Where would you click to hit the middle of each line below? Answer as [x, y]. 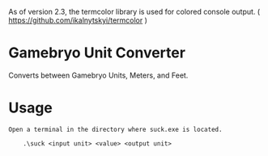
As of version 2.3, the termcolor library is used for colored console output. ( [134, 12]
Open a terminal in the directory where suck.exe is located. [115, 129]
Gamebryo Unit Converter [97, 53]
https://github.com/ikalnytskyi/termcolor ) [78, 20]
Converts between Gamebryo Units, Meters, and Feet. [98, 75]
